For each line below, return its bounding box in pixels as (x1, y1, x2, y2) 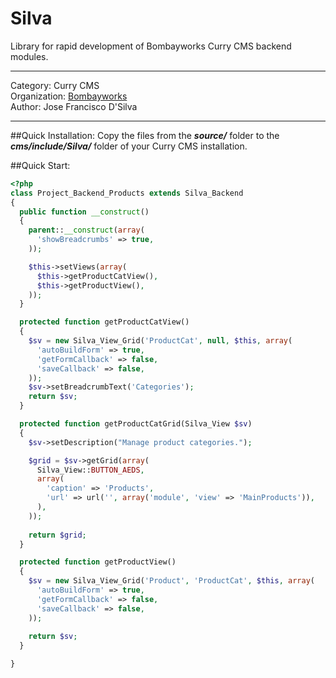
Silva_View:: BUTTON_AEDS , (36, 465, 145, 475)
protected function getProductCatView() (19, 317, 190, 327)
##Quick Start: (10, 159, 71, 171)
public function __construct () (19, 207, 150, 217)
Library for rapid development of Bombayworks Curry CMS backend (10, 40, 292, 52)
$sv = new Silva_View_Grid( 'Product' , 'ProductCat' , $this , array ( (28, 576, 315, 586)
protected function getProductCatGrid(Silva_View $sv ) (19, 419, 253, 429)
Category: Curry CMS (10, 79, 100, 91)
